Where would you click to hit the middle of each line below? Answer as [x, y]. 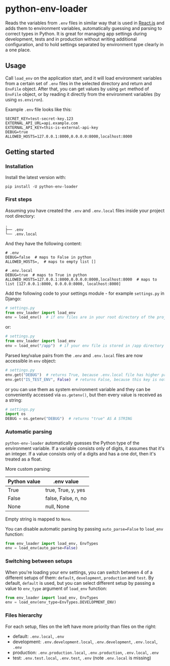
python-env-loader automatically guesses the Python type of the [73, 443]
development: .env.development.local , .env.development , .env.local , [85, 642]
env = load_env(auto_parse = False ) [42, 548]
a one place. [18, 50]
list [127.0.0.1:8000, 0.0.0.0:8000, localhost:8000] [63, 284]
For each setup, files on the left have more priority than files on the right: [81, 626]
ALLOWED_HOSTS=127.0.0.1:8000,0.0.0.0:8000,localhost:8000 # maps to [81, 279]
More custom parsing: [28, 469]
